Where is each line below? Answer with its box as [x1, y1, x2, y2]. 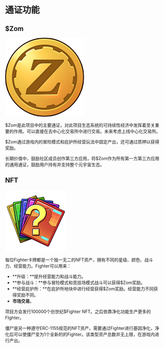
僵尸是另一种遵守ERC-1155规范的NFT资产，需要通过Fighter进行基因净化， [5, 325, 155, 331]
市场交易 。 [12, 298, 34, 304]
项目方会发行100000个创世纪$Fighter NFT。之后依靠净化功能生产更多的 [5, 309, 151, 314]
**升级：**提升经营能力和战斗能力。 [12, 273, 86, 279]
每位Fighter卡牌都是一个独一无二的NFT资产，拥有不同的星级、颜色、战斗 [5, 257, 154, 263]
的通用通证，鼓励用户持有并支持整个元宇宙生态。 [5, 162, 104, 168]
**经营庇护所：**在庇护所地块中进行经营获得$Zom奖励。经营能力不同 [12, 285, 154, 291]
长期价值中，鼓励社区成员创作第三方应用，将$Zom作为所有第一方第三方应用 [5, 156, 160, 161]
